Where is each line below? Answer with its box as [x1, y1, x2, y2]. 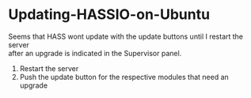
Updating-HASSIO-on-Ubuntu [8, 6, 211, 24]
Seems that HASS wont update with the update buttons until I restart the [8, 32, 244, 41]
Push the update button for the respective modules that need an [19, 72, 230, 81]
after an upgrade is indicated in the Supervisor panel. [8, 48, 182, 58]
